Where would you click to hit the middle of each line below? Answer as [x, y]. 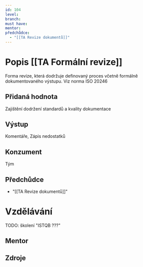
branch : [13, 19]
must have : [16, 24]
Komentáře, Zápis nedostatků [35, 136]
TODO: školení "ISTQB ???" [33, 225]
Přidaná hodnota [32, 97]
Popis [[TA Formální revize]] [64, 62]
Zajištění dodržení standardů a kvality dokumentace [58, 109]
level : [12, 14]
